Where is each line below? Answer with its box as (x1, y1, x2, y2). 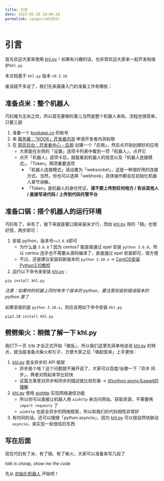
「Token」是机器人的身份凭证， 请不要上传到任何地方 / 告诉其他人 (26, 185, 159, 191)
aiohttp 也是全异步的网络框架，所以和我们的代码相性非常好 (19, 408, 140, 414)
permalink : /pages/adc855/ (5, 16, 60, 21)
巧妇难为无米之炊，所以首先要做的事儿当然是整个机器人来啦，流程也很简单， (5, 113, 160, 119)
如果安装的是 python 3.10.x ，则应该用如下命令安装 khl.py (5, 304, 122, 310)
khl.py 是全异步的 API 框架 (12, 359, 65, 365)
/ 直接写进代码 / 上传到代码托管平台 (26, 192, 98, 197)
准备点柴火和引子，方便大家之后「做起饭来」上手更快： (26, 349, 138, 354)
